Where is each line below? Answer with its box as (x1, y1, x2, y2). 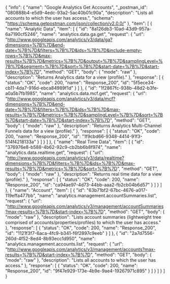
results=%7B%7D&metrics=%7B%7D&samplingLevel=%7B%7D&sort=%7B (5, 112, 163, 118)
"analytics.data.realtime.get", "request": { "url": (5, 149, 104, 155)
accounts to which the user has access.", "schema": (5, 15, 114, 21)
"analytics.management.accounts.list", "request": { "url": (5, 241, 123, 247)
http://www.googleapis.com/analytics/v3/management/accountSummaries (7, 204, 164, 209)
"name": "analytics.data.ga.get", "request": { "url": (40, 31, 145, 37)
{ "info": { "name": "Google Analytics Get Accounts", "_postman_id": (5, 5, 148, 10)
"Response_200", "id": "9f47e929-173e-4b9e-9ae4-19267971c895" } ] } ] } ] (5, 268, 165, 274)
